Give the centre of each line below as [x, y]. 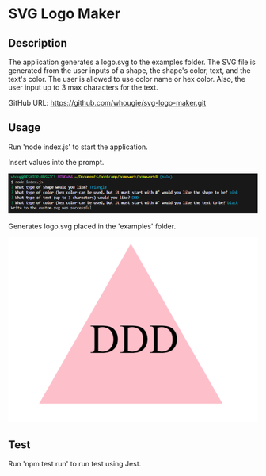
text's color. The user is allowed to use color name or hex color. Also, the [127, 79]
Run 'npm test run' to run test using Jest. [75, 464]
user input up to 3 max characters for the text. [83, 87]
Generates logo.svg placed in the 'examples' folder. [92, 226]
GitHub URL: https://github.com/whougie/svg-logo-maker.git [107, 103]
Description [38, 43]
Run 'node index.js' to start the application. [78, 147]
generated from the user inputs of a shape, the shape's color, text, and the [129, 71]
